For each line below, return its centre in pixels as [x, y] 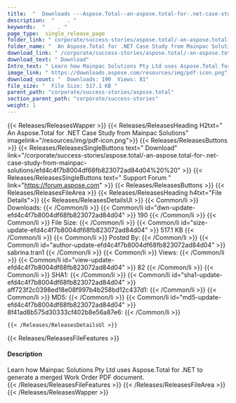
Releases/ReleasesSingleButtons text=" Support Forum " [89, 177]
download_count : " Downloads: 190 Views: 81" [78, 79]
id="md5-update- [196, 297]
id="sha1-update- [197, 274]
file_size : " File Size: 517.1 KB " [63, 86]
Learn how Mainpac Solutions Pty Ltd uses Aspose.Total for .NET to [105, 370]
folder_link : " [29, 40]
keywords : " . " [38, 27]
